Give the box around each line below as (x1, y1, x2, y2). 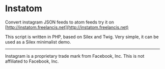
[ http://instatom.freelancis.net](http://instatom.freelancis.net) (5, 24, 129, 30)
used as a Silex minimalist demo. (5, 39, 71, 45)
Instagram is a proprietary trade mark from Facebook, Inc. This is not (5, 53, 145, 59)
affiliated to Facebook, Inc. (5, 58, 59, 64)
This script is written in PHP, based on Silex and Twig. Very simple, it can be (5, 34, 159, 40)
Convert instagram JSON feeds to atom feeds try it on (5, 19, 114, 25)
